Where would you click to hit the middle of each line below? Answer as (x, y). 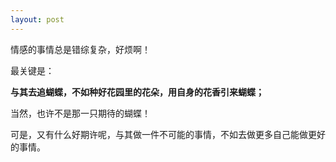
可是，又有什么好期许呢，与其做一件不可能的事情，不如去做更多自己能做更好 (168, 134)
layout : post (37, 19)
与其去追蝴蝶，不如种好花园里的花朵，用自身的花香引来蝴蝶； (137, 92)
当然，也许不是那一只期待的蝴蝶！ (80, 113)
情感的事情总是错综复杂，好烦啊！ (80, 49)
